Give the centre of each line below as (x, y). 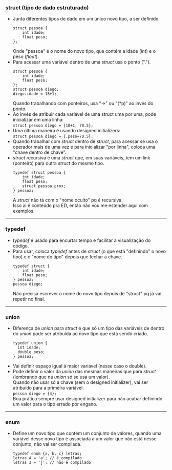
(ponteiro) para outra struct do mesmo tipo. (58, 164)
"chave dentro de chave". (39, 152)
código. (21, 246)
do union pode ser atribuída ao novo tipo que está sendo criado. (80, 333)
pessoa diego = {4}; (35, 394)
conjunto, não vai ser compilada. (47, 444)
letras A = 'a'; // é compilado (47, 458)
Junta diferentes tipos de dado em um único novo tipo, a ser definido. (86, 19)
